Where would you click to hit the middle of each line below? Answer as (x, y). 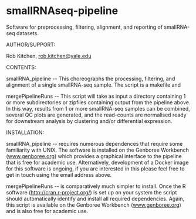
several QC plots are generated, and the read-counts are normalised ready (96, 115)
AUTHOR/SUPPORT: (31, 45)
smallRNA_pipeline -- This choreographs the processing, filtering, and (91, 78)
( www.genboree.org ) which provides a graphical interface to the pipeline (94, 156)
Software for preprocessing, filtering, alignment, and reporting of (85, 27)
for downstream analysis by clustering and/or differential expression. (89, 121)
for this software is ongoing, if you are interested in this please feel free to (95, 169)
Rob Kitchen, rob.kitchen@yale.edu (49, 56)
